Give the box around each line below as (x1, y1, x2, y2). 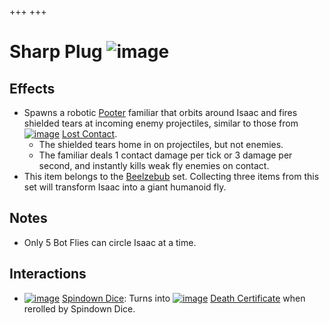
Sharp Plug (9, 41, 103, 63)
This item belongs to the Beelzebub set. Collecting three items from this (23, 171, 320, 182)
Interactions (9, 266, 87, 283)
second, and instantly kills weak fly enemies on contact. (38, 160, 270, 171)
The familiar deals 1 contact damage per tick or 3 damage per (38, 149, 293, 161)
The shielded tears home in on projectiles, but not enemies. (38, 139, 284, 150)
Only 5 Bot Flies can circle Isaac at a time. (23, 236, 197, 248)
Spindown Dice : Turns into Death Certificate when (62, 292, 306, 304)
